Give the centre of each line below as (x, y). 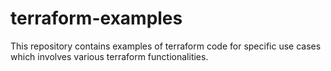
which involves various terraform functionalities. (109, 56)
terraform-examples (96, 18)
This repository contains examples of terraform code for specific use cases (166, 46)
